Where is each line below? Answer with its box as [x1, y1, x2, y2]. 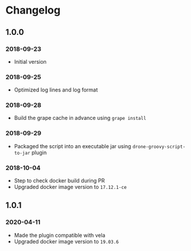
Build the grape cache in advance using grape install [14, 115, 147, 122]
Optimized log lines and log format [14, 86, 98, 93]
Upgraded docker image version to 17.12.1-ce [14, 184, 127, 191]
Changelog [5, 4, 61, 17]
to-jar [14, 150, 31, 156]
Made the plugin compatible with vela [14, 232, 106, 239]
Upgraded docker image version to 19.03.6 [14, 237, 119, 245]
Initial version [14, 58, 47, 65]
